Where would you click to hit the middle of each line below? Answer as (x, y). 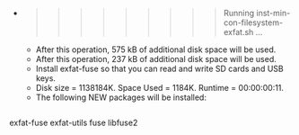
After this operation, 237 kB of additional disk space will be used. (156, 59)
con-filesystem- (253, 22)
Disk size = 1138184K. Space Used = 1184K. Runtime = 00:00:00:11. (160, 88)
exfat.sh (238, 32)
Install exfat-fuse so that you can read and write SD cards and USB (160, 68)
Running (239, 13)
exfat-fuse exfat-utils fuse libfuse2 (74, 122)
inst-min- (273, 13)
